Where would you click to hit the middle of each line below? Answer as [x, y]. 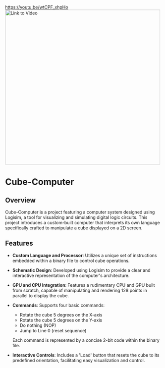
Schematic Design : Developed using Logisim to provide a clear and [81, 270]
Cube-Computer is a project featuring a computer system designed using [80, 212]
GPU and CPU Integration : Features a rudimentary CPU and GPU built [83, 285]
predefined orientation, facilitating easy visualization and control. [79, 360]
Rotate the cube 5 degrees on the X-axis [61, 315]
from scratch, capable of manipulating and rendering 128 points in [80, 290]
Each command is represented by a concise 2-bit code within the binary [86, 340]
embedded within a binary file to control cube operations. [71, 261]
